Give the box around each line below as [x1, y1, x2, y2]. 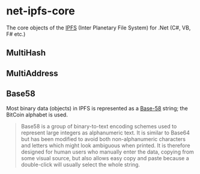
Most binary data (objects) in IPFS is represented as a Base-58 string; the [6, 104, 188, 112]
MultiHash [6, 48, 46, 58]
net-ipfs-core [6, 4, 75, 18]
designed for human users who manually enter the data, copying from [20, 148, 194, 155]
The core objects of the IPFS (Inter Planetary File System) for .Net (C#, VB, [6, 24, 191, 31]
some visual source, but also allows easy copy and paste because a [20, 154, 189, 161]
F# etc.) [6, 30, 26, 37]
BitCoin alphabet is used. [6, 111, 68, 118]
